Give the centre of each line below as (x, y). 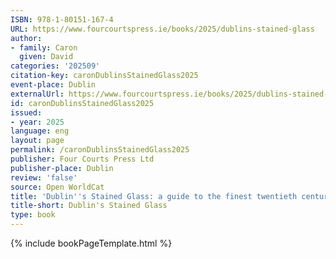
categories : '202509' (55, 66)
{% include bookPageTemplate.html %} (91, 243)
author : (26, 38)
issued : (26, 112)
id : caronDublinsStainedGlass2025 (82, 103)
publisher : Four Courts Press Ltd (82, 159)
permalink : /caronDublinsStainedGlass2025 (100, 150)
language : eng (40, 131)
